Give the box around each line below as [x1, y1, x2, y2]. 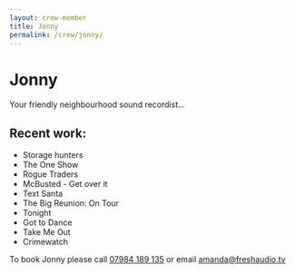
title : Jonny [9, 22, 59, 31]
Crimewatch [22, 237, 69, 248]
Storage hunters [22, 150, 84, 161]
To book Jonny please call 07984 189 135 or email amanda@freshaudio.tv [9, 254, 286, 265]
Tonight [22, 208, 52, 219]
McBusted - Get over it [22, 179, 108, 190]
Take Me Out [22, 227, 71, 238]
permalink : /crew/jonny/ [9, 30, 103, 39]
